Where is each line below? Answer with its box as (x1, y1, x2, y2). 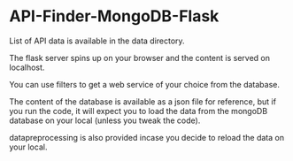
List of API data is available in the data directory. (9, 35, 185, 46)
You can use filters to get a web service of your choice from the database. (9, 79, 281, 89)
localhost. (9, 62, 45, 73)
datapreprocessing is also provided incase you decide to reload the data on (9, 132, 285, 142)
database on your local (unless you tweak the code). (9, 115, 201, 126)
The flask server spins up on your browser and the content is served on (9, 52, 271, 63)
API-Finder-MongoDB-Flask (9, 6, 220, 27)
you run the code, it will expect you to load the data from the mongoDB (9, 105, 268, 116)
